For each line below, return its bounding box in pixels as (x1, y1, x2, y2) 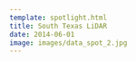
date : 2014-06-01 (9, 30, 75, 39)
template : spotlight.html (9, 13, 107, 22)
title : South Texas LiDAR (9, 22, 107, 30)
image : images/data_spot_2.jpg (9, 38, 128, 48)
